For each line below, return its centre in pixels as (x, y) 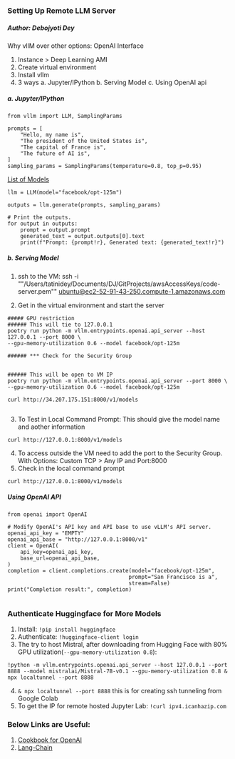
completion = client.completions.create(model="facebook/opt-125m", (111, 570)
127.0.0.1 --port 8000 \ (44, 337)
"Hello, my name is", (52, 134)
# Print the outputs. (40, 217)
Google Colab (38, 698)
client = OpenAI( (33, 545)
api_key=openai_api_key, (57, 552)
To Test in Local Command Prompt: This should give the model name (119, 419)
